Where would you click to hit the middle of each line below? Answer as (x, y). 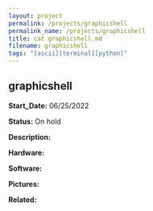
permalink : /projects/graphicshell (68, 23)
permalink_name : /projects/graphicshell (77, 31)
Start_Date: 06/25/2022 (49, 105)
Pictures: (24, 184)
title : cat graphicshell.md (56, 38)
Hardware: (27, 152)
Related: (23, 200)
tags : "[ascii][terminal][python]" (68, 53)
